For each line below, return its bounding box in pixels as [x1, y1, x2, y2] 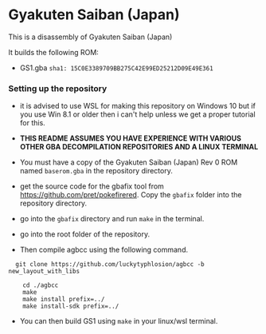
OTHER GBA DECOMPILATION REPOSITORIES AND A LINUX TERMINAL [19, 142, 259, 152]
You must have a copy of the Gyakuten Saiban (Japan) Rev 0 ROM [19, 157, 238, 167]
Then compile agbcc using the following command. [19, 245, 189, 255]
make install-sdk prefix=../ [22, 302, 119, 311]
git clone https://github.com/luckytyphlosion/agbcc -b [15, 260, 205, 268]
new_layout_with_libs [8, 268, 80, 276]
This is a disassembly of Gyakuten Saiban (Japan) [8, 32, 173, 42]
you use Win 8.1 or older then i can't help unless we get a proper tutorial [19, 109, 256, 119]
